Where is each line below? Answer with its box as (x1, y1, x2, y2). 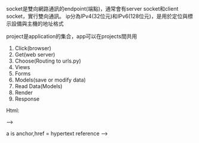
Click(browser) (14, 45, 52, 52)
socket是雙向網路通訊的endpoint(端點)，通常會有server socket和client (6, 5, 179, 12)
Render (14, 89, 33, 96)
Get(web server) (14, 51, 55, 58)
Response (14, 95, 40, 102)
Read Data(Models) (14, 83, 63, 89)
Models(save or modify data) (14, 76, 86, 83)
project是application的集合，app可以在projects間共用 (6, 33, 137, 40)
